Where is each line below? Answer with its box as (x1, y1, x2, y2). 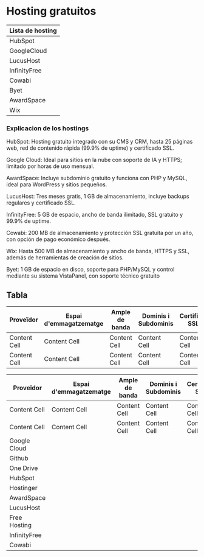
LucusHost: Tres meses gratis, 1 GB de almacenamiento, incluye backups (6, 193, 189, 200)
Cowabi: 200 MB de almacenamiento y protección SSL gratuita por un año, (6, 229, 194, 237)
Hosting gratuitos (6, 4, 97, 18)
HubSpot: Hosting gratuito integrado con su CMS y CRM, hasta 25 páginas (6, 138, 193, 145)
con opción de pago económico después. (6, 236, 110, 243)
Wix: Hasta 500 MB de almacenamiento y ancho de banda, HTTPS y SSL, (6, 248, 190, 255)
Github (9, 454, 29, 463)
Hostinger (9, 484, 38, 492)
